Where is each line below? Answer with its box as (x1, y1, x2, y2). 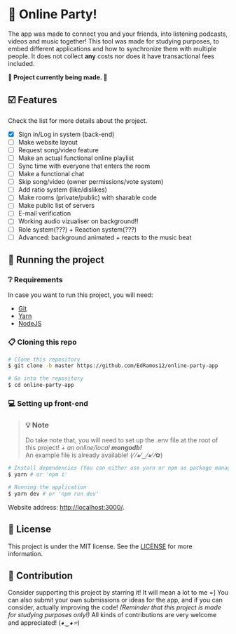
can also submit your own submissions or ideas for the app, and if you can (8, 596, 223, 605)
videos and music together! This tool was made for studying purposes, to (8, 37, 219, 45)
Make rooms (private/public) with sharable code (18, 193, 157, 202)
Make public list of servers (18, 202, 95, 210)
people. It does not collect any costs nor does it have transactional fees (8, 52, 215, 60)
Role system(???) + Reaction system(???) (18, 225, 137, 234)
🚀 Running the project (8, 254, 104, 266)
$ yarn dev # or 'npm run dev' (8, 490, 99, 497)
